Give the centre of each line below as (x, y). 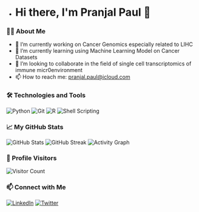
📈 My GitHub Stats (35, 127)
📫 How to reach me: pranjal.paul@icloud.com (73, 77)
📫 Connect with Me (36, 187)
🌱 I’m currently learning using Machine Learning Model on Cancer (97, 51)
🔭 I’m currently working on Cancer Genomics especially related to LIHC (104, 44)
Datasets (26, 58)
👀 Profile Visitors (32, 158)
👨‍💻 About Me (26, 31)
